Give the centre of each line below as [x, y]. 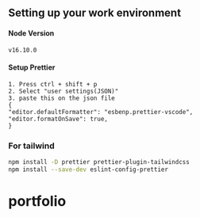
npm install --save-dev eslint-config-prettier [88, 169]
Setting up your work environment [94, 13]
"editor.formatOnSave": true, [58, 119]
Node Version [31, 33]
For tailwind [31, 146]
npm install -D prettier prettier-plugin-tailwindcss [99, 162]
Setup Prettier [32, 67]
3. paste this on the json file [62, 98]
